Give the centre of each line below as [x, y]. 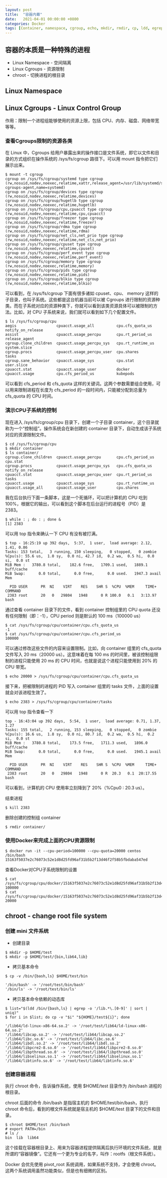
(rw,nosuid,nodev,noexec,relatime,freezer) [51, 223]
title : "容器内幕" [24, 14]
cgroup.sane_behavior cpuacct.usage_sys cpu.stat [70, 361]
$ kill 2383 [17, 807]
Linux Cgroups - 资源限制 [38, 69]
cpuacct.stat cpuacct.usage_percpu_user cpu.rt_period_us [79, 474]
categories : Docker [25, 24]
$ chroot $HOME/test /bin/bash [38, 1125]
